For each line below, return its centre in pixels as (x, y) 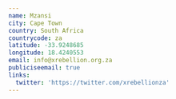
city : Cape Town (35, 23)
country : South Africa (46, 30)
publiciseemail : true (44, 68)
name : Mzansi (30, 16)
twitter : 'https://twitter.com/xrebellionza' (93, 82)
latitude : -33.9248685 (46, 46)
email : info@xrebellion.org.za (60, 61)
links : (19, 75)
